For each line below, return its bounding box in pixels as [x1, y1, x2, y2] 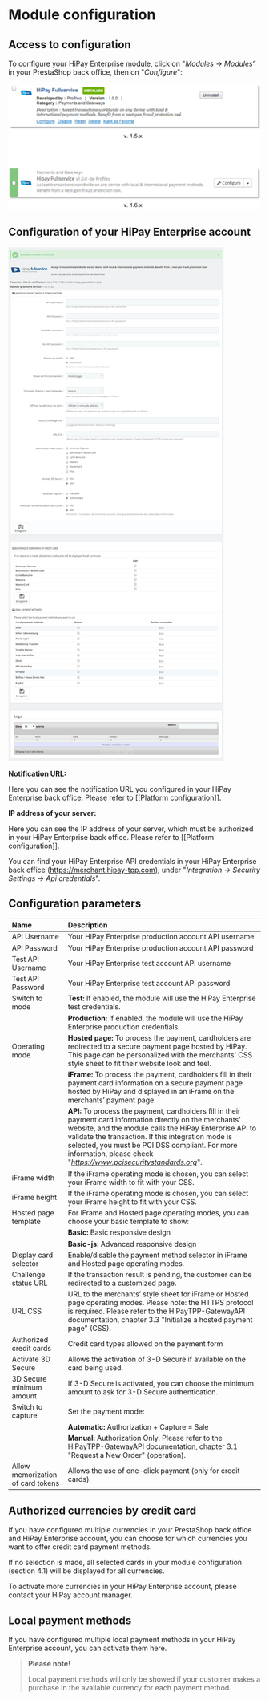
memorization [11, 1470, 58, 1479]
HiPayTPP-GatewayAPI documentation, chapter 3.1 [67, 1442, 238, 1451]
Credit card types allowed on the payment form [67, 1339, 223, 1349]
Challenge [11, 1270, 46, 1280]
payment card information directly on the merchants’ [67, 1115, 241, 1125]
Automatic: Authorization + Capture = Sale [67, 1422, 209, 1431]
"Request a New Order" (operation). [67, 1450, 187, 1459]
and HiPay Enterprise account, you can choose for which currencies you [8, 1534, 247, 1544]
